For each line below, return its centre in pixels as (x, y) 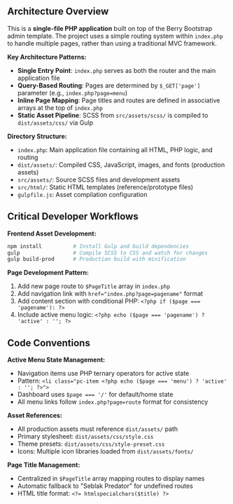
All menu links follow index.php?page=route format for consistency (113, 402)
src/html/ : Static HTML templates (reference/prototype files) (105, 187)
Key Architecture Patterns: (47, 57)
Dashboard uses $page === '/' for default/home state (95, 395)
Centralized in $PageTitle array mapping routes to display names (111, 479)
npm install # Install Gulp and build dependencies (98, 246)
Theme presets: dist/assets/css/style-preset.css (91, 444)
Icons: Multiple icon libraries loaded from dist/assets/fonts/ (105, 451)
